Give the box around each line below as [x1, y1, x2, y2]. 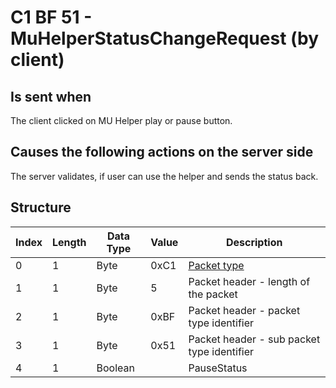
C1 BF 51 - [10, 6, 93, 29]
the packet [188, 287, 238, 301]
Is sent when [10, 88, 92, 105]
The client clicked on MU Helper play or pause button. [10, 115, 233, 126]
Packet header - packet [188, 303, 301, 317]
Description [225, 235, 283, 249]
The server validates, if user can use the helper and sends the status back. [10, 170, 319, 182]
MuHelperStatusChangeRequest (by [10, 27, 320, 50]
